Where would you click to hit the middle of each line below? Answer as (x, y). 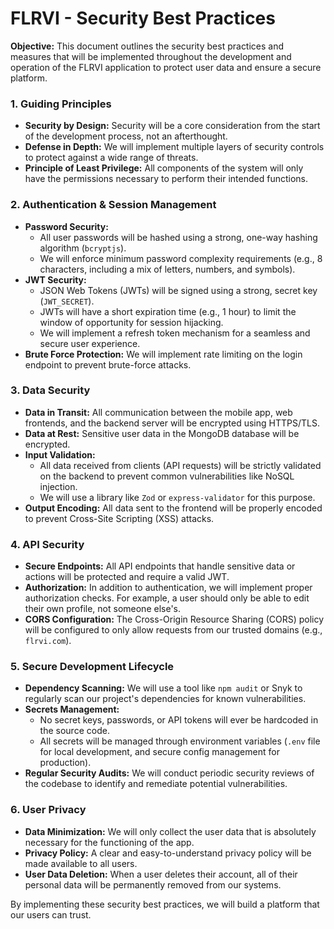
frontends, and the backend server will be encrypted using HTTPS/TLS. (172, 423)
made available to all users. (81, 863)
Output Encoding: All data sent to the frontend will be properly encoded (173, 508)
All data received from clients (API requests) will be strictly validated (180, 465)
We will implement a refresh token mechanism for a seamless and (175, 333)
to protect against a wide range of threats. (111, 158)
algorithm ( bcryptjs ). (83, 248)
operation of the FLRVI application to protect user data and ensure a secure (166, 67)
